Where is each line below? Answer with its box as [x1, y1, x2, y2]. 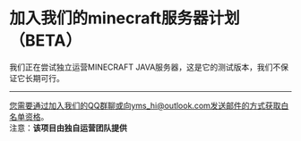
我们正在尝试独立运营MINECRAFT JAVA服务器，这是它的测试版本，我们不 [9, 62, 281, 72]
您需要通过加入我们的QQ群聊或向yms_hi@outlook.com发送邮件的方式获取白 [9, 100, 289, 111]
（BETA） [9, 30, 82, 51]
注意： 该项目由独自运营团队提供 [9, 122, 127, 133]
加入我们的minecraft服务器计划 [9, 8, 240, 29]
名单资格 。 [9, 111, 49, 121]
